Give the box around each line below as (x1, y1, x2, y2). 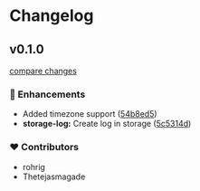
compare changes (9, 65, 77, 76)
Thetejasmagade (22, 171, 86, 182)
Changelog (9, 5, 94, 26)
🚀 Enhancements (9, 88, 86, 100)
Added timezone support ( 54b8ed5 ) (22, 109, 157, 119)
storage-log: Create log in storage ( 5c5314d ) (22, 119, 192, 129)
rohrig (22, 161, 45, 172)
